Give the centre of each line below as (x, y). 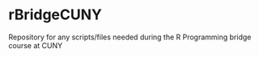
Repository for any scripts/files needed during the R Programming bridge (130, 37)
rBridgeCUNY (55, 15)
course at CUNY (36, 45)
